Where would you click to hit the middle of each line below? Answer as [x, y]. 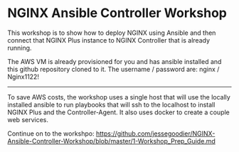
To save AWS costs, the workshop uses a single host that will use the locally [119, 97]
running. [20, 48]
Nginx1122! [23, 77]
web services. [28, 119]
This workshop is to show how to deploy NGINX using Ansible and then [112, 33]
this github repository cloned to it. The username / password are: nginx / [113, 69]
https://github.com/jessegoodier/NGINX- [155, 134]
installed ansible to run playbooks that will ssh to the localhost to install [111, 104]
